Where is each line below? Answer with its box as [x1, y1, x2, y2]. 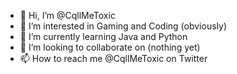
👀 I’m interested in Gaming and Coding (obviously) [19, 20, 227, 32]
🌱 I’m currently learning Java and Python [19, 31, 188, 42]
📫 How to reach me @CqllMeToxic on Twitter [19, 53, 208, 64]
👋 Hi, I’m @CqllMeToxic [19, 10, 116, 21]
